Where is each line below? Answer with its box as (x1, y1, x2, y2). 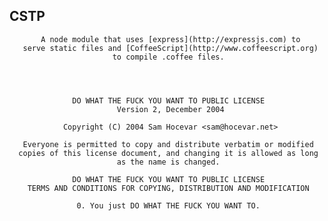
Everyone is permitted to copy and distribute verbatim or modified (22, 139, 314, 149)
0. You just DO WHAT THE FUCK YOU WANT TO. (76, 200, 261, 211)
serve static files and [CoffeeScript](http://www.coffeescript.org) (22, 43, 319, 53)
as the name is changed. (116, 157, 221, 167)
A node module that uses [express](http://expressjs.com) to (40, 34, 301, 44)
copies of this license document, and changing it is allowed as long (18, 148, 319, 158)
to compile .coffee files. (112, 52, 225, 62)
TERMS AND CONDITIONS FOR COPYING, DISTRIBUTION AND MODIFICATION (27, 183, 310, 193)
